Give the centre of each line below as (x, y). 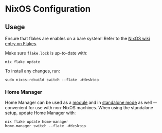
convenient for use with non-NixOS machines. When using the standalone (79, 108)
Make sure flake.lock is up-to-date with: (46, 53)
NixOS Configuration (48, 9)
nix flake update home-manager (37, 122)
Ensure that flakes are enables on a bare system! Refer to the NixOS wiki (78, 38)
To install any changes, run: (33, 71)
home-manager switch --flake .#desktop (45, 126)
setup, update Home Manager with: (41, 113)
